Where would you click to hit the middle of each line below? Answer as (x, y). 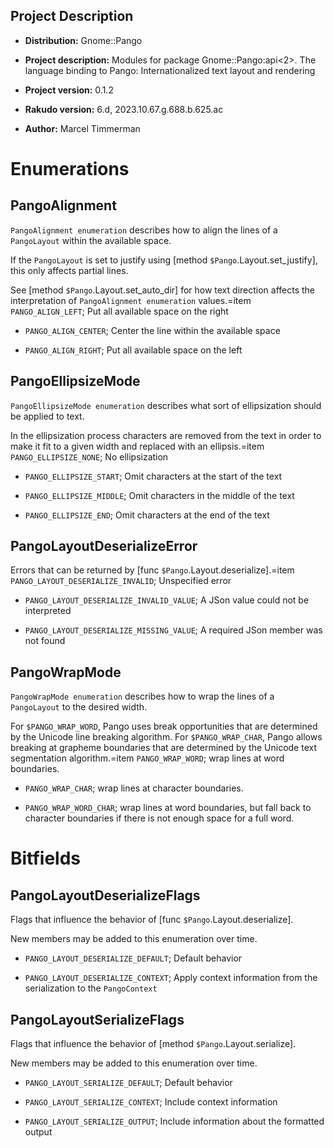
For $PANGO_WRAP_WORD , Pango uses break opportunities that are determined (164, 726)
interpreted (48, 611)
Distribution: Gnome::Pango (83, 40)
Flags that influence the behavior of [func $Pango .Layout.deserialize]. (152, 920)
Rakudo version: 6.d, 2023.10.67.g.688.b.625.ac (124, 109)
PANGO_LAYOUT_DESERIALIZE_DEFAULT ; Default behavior (133, 958)
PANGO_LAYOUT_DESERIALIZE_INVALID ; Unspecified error (121, 581)
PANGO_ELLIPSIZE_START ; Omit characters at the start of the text (153, 476)
